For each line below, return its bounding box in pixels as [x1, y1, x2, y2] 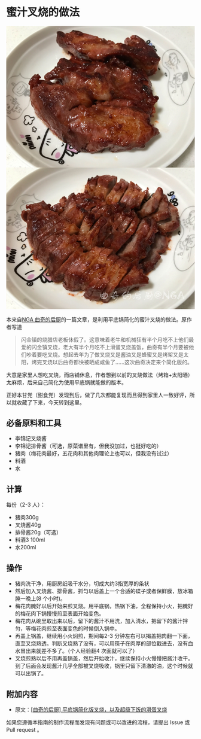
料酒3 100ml [14, 536, 45, 543]
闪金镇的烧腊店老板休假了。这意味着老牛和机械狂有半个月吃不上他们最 [20, 336, 194, 343]
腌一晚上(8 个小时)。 [14, 595, 66, 602]
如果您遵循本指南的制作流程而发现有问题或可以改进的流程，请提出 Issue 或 [6, 719, 190, 726]
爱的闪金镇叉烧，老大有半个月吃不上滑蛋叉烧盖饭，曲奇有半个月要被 [20, 343, 189, 351]
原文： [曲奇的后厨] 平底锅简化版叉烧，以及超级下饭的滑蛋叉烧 [14, 705, 167, 713]
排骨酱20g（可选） [14, 529, 62, 536]
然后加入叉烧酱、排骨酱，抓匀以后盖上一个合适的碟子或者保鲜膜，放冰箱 [14, 588, 193, 595]
